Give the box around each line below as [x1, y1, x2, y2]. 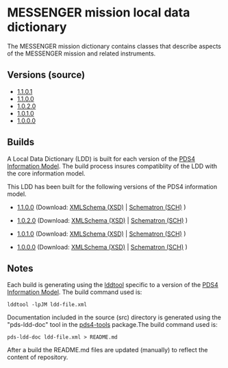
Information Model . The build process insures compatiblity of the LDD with [7, 162, 218, 170]
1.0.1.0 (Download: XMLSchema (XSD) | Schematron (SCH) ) [16, 230, 186, 238]
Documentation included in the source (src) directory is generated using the [7, 313, 221, 321]
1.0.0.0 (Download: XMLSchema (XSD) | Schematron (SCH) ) [16, 243, 188, 251]
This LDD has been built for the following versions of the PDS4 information [7, 182, 218, 191]
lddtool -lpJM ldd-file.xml [7, 302, 88, 308]
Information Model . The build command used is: [7, 288, 142, 296]
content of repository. [7, 353, 68, 361]
